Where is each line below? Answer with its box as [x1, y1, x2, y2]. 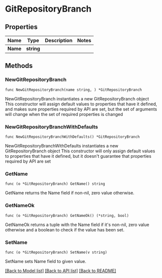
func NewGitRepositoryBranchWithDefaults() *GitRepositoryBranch [5, 134, 140, 139]
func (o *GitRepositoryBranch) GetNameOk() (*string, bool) [5, 213, 130, 218]
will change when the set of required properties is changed [5, 111, 123, 117]
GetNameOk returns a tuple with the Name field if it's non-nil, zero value [5, 222, 149, 228]
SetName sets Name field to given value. [5, 258, 86, 264]
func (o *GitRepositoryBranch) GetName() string [5, 181, 105, 186]
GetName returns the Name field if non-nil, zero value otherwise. [5, 190, 135, 196]
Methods [5, 62, 33, 70]
